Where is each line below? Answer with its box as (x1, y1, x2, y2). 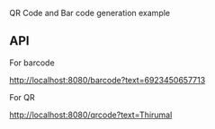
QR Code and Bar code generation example (9, 8, 171, 18)
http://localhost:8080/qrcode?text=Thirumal (9, 109, 173, 120)
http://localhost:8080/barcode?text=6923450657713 (9, 74, 206, 85)
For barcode (9, 57, 56, 68)
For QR (9, 91, 36, 102)
